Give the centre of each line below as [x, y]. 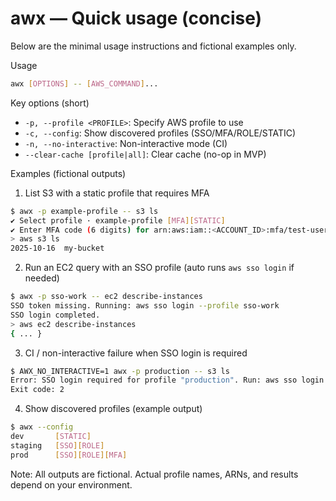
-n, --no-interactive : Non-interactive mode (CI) [126, 143]
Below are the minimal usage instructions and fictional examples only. [153, 46]
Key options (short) [50, 103]
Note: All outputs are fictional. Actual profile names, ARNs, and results [154, 474]
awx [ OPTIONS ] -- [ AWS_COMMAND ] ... [84, 83]
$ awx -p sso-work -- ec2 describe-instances [106, 297]
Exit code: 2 [37, 390]
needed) [42, 278]
